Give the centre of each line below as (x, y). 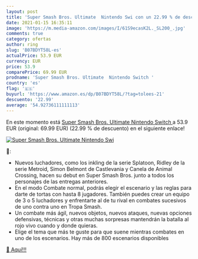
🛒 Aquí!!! (16, 250)
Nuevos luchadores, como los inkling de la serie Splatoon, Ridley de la (100, 163)
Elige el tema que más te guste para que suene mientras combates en (99, 232)
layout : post (22, 12)
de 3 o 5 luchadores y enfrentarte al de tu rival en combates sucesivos (100, 200)
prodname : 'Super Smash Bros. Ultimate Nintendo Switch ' (80, 77)
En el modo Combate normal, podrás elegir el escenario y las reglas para (103, 187)
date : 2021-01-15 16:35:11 (39, 22)
